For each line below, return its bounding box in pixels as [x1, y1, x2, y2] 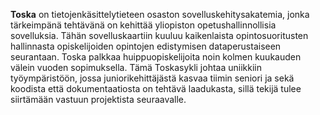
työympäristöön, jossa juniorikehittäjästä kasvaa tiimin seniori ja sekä [10, 72, 295, 84]
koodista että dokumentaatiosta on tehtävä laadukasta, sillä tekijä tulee [10, 83, 302, 94]
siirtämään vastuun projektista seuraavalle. [10, 94, 187, 105]
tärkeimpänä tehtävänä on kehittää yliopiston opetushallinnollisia [10, 19, 277, 31]
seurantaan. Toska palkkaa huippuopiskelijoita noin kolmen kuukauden [10, 51, 302, 63]
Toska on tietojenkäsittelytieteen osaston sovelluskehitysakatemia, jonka [10, 9, 310, 20]
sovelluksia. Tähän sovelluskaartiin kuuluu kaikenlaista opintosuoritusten [10, 30, 309, 41]
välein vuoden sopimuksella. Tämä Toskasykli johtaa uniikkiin [10, 62, 262, 73]
